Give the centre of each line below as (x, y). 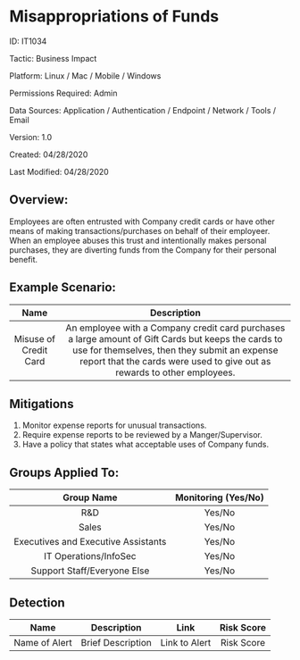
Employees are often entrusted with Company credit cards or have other (142, 221)
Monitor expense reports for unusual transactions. (114, 425)
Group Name (90, 497)
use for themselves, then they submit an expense (175, 350)
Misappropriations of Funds (114, 17)
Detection (37, 602)
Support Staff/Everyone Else (90, 571)
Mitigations (42, 404)
